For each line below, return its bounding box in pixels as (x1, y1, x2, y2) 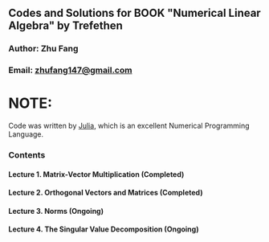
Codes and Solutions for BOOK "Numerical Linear (8, 6, 261, 20)
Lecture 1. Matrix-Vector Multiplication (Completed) (8, 169, 185, 179)
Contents (8, 150, 46, 161)
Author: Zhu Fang (8, 43, 79, 55)
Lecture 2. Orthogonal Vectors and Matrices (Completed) (8, 188, 203, 198)
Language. (8, 129, 44, 139)
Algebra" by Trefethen (8, 19, 123, 33)
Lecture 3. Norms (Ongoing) (8, 206, 104, 215)
